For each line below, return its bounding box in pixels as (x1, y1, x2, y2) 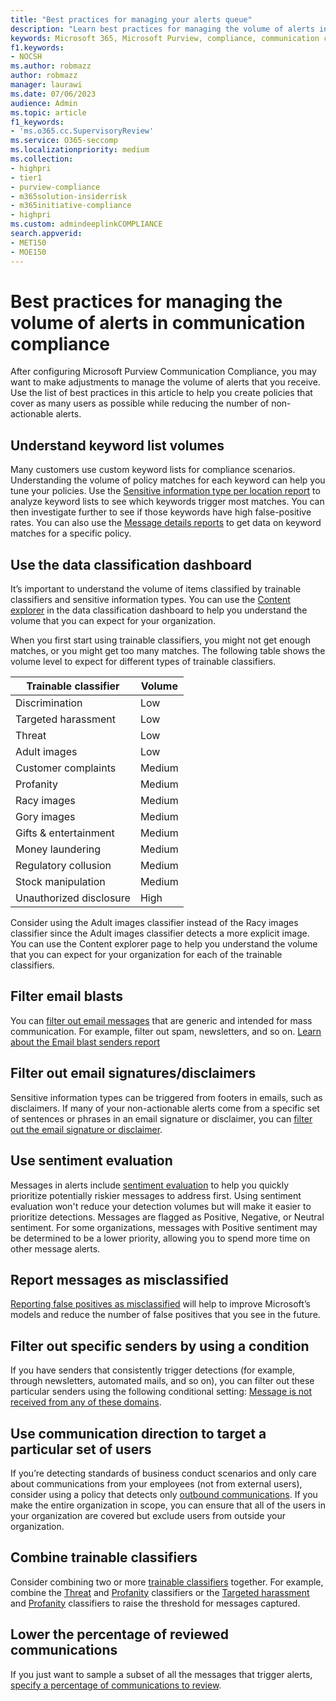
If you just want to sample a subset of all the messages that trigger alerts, (10, 1668, 313, 1680)
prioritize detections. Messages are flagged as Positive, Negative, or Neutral (10, 1211, 325, 1223)
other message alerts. (10, 1242, 101, 1255)
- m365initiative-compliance (10, 201, 132, 211)
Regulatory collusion (15, 859, 112, 873)
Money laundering (15, 842, 102, 856)
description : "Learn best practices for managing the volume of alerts (10, 24, 315, 34)
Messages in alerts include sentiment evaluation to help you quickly (10, 1179, 290, 1191)
